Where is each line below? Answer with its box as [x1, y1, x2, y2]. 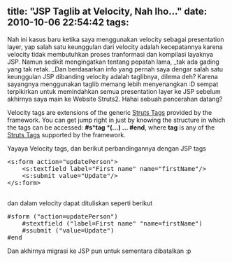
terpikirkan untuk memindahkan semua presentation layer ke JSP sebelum [7, 87, 222, 95]
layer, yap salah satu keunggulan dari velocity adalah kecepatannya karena [7, 42, 224, 51]
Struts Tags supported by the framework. [7, 130, 126, 139]
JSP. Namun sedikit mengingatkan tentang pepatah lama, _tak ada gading [7, 57, 219, 66]
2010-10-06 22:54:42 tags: [7, 17, 129, 29]
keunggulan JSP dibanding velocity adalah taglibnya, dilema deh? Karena [7, 72, 219, 81]
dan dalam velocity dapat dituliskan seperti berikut [7, 199, 153, 207]
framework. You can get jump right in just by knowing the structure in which [7, 116, 226, 124]
